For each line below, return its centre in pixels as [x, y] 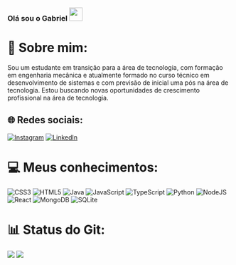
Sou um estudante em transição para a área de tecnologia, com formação [115, 67]
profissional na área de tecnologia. [58, 98]
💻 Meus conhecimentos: [83, 167]
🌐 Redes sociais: [45, 120]
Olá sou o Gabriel [38, 18]
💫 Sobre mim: [48, 48]
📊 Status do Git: [56, 230]
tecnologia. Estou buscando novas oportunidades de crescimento [104, 90]
